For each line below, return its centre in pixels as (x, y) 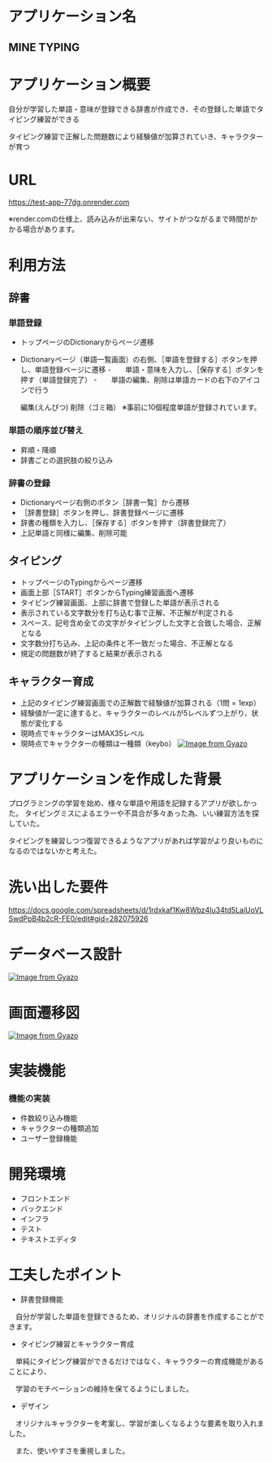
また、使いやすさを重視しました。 (72, 1451)
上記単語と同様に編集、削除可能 (73, 532)
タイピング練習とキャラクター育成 (77, 1343)
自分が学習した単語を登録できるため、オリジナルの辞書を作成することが (136, 1316)
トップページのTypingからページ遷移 (82, 582)
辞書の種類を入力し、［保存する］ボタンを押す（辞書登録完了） (125, 523)
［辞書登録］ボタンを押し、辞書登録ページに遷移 (102, 512)
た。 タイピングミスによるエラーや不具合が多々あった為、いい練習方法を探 (134, 813)
